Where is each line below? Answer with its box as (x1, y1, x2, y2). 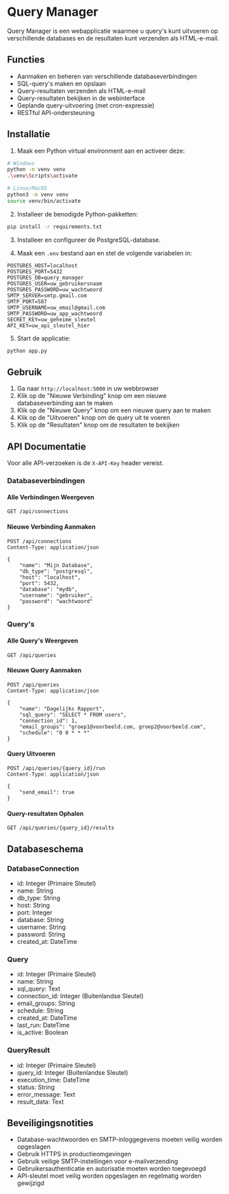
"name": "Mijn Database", (19, 562, 94, 569)
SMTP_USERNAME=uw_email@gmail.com (7, 304, 106, 311)
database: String (16, 915, 64, 923)
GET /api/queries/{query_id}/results (7, 825, 115, 832)
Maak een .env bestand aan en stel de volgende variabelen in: (16, 249, 193, 257)
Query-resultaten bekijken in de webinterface (16, 94, 145, 102)
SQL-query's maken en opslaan (16, 79, 107, 88)
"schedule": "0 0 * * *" (19, 729, 90, 736)
